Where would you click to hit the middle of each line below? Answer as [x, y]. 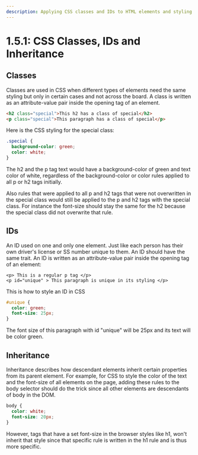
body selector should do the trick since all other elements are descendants [98, 388]
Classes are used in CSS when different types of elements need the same [96, 90]
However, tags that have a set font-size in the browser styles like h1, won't [97, 434]
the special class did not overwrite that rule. [60, 212]
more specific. [24, 446]
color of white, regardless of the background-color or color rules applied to [98, 175]
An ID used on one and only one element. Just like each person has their [95, 245]
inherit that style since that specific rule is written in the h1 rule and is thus [96, 440]
